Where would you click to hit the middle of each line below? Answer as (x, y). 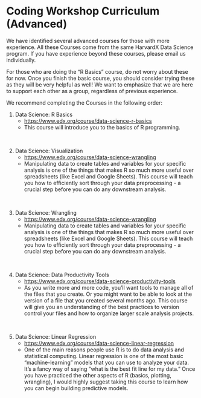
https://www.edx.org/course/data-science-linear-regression (99, 343)
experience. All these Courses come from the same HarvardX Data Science (100, 47)
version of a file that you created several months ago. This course (106, 300)
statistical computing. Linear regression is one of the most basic (104, 356)
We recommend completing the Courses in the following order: (85, 103)
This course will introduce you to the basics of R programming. (102, 127)
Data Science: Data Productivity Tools (62, 275)
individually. (21, 60)
